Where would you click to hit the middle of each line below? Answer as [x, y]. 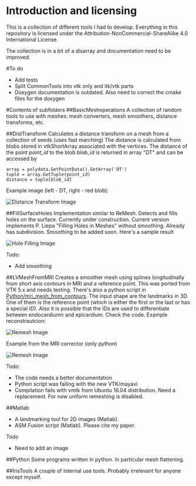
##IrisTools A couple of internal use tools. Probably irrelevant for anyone [94, 471]
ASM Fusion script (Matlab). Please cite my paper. [75, 425]
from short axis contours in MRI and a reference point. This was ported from [98, 283]
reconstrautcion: [26, 321]
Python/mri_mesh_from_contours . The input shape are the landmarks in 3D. [97, 296]
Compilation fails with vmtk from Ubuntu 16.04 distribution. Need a [95, 390]
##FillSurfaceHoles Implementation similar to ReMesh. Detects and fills [92, 213]
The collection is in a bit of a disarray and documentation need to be [89, 50]
